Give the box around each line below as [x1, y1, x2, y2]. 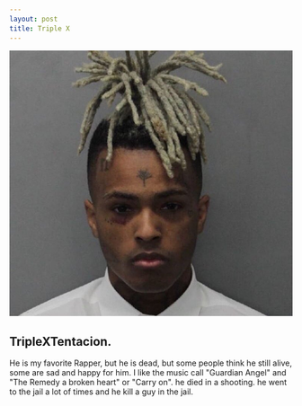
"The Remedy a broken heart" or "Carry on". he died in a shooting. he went [9, 377, 288, 388]
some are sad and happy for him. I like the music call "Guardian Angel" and [9, 367, 287, 378]
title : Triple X [9, 23, 70, 33]
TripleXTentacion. [9, 333, 112, 349]
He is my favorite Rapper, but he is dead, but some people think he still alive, [9, 357, 292, 368]
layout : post [9, 14, 58, 23]
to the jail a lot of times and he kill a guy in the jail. [9, 386, 193, 397]
